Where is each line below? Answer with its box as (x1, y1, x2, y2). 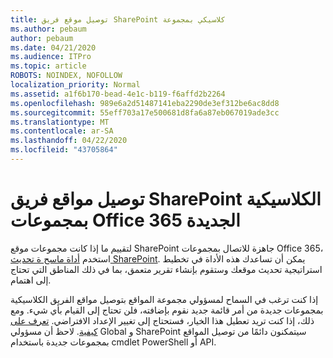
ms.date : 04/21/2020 (10, 42, 97, 53)
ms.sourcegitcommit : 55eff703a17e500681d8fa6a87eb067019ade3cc (10, 107, 280, 118)
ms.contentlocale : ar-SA (10, 126, 114, 136)
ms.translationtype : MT (10, 117, 110, 127)
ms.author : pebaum (10, 24, 87, 34)
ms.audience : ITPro (10, 52, 92, 62)
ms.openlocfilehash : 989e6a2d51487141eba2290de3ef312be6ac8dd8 (10, 98, 280, 108)
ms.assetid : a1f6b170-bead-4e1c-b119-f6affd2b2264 (10, 89, 226, 99)
